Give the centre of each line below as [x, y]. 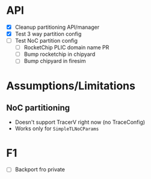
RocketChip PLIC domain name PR [66, 47]
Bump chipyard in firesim [55, 61]
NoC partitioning [38, 108]
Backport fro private [40, 169]
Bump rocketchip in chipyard [60, 54]
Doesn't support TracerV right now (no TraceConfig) [80, 122]
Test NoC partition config [46, 41]
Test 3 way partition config [48, 34]
